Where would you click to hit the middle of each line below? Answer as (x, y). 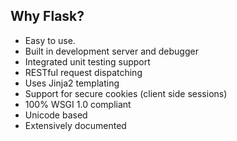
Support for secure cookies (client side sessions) (126, 93)
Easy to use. (50, 40)
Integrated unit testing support (87, 61)
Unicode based (56, 115)
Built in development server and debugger (111, 51)
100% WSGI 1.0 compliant (78, 104)
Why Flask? (47, 16)
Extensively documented (75, 125)
